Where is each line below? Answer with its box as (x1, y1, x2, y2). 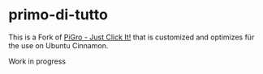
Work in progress (8, 56, 67, 66)
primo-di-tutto (8, 6, 108, 24)
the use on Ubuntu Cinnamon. (8, 40, 109, 50)
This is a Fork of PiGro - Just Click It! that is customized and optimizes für (8, 32, 255, 42)
